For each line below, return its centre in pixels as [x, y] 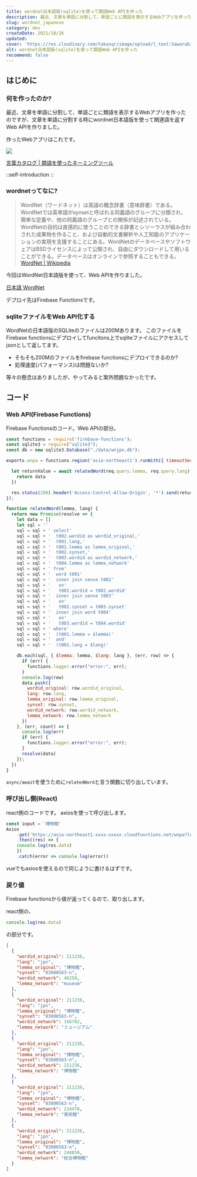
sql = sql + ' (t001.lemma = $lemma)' [65, 634]
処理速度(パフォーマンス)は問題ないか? [61, 365]
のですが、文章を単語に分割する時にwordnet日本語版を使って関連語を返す [96, 120]
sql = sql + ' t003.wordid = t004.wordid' [72, 623]
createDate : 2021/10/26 [35, 33]
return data [31, 476]
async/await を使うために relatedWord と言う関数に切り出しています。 [89, 782]
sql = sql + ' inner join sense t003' [65, 596]
